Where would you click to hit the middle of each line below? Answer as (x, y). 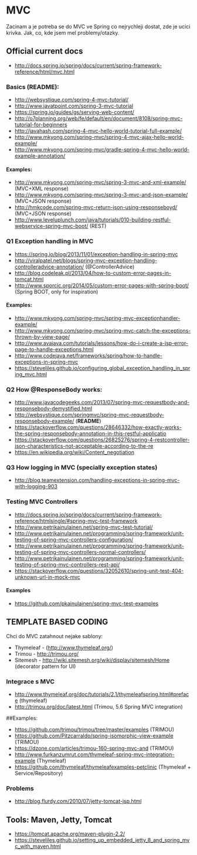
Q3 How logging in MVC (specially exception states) (82, 467)
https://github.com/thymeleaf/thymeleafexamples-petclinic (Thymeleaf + (103, 767)
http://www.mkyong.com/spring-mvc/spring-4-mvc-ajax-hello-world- (99, 137)
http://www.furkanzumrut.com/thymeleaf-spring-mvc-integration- (94, 754)
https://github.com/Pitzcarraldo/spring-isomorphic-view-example (94, 736)
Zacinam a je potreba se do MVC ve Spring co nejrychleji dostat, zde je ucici (98, 26)
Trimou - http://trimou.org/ (47, 653)
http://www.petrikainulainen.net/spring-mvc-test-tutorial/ (84, 527)
